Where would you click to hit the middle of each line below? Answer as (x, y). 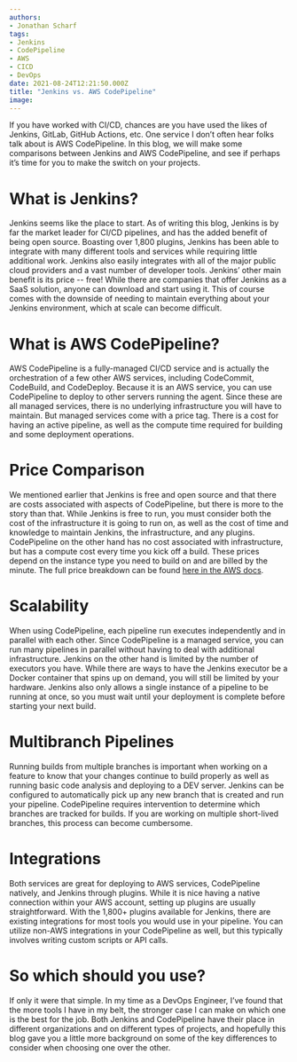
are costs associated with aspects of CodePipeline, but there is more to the (146, 504)
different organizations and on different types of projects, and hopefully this (148, 1028)
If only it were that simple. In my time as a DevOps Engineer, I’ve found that (146, 1000)
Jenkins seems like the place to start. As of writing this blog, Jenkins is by (144, 224)
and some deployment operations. (72, 435)
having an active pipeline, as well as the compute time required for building (146, 425)
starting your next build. (53, 706)
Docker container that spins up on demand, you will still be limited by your (144, 678)
